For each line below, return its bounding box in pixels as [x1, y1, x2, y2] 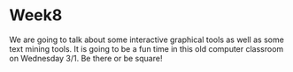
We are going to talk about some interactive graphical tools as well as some [9, 34, 285, 45]
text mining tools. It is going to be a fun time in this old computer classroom [9, 43, 284, 54]
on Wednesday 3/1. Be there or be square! [9, 53, 163, 63]
